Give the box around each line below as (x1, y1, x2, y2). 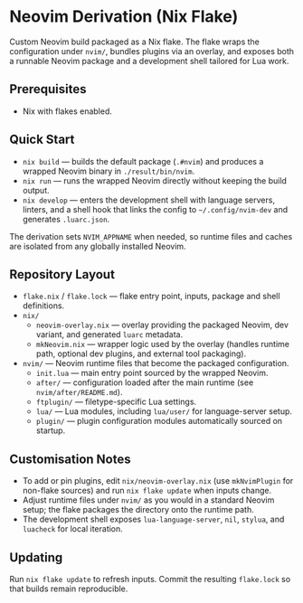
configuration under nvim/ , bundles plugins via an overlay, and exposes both (9, 45, 295, 56)
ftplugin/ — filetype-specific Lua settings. (35, 396, 197, 408)
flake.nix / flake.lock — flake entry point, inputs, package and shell (22, 291, 280, 302)
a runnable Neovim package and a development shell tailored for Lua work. (9, 55, 289, 66)
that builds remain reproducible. (9, 583, 128, 594)
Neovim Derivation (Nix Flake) (9, 6, 239, 27)
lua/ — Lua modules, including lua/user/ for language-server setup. (35, 406, 292, 417)
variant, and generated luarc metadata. (35, 329, 184, 340)
